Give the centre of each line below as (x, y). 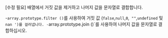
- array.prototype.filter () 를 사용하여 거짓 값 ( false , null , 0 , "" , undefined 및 (84, 18)
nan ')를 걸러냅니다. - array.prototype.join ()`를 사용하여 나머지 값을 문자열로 (81, 24)
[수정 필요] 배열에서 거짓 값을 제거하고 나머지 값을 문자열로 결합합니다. (74, 7)
